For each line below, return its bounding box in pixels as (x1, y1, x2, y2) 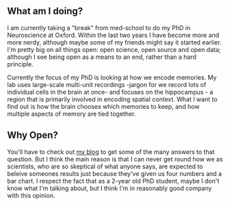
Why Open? (7, 129, 58, 141)
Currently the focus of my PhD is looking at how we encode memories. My (7, 73, 217, 81)
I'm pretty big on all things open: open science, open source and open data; (7, 45, 221, 53)
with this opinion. (7, 191, 55, 199)
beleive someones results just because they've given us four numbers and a (7, 169, 222, 177)
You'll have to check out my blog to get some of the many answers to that (7, 147, 215, 156)
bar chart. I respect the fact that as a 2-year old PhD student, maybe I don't (7, 177, 220, 185)
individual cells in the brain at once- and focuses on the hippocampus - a (7, 88, 214, 96)
